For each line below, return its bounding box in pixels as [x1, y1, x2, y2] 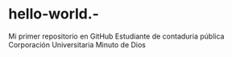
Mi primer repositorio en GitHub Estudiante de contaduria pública [8, 31, 225, 41]
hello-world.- [8, 5, 99, 23]
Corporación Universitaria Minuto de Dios [8, 39, 147, 49]
